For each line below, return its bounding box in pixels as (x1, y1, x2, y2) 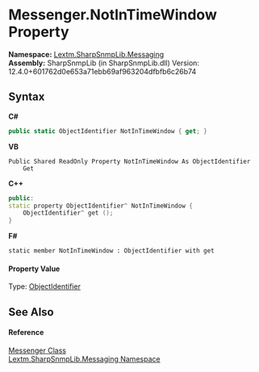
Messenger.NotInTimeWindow (8, 6, 218, 24)
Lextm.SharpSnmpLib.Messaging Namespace (8, 353, 161, 364)
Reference (8, 328, 44, 337)
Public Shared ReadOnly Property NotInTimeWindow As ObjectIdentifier (8, 157, 251, 165)
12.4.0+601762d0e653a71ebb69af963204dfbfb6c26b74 (8, 66, 197, 76)
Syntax (8, 90, 45, 104)
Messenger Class (8, 345, 67, 355)
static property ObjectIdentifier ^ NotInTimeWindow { (8, 202, 194, 210)
